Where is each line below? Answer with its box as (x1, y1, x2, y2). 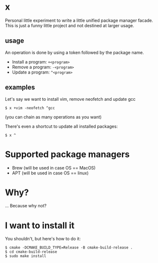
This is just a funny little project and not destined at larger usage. (5, 22, 134, 28)
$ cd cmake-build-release (5, 249, 57, 254)
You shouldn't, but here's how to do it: (5, 236, 81, 242)
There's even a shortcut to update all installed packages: (5, 123, 118, 129)
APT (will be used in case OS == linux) (12, 170, 89, 176)
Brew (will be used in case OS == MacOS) (12, 165, 96, 170)
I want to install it (5, 220, 75, 231)
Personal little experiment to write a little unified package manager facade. (5, 17, 153, 23)
